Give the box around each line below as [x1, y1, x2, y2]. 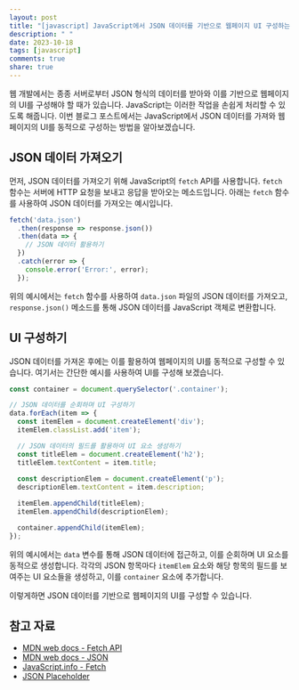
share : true [9, 63, 53, 72]
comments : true [9, 54, 66, 63]
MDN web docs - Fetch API [21, 643, 123, 653]
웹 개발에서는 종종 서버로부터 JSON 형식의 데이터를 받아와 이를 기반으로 [9, 88, 259, 99]
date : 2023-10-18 [9, 37, 74, 47]
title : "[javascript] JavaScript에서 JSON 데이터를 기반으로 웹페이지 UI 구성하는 [9, 21, 291, 30]
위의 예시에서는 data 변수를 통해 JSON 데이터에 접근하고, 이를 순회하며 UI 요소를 [9, 548, 289, 559]
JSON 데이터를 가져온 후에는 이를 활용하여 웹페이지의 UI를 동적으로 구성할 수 [9, 355, 276, 366]
